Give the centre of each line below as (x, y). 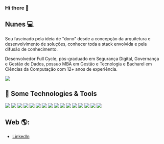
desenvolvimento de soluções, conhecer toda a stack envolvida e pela (76, 44)
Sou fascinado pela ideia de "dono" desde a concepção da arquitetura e (78, 38)
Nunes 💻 (19, 24)
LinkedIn (21, 137)
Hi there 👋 (17, 8)
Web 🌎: (17, 122)
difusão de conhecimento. (31, 49)
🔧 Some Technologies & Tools (51, 94)
